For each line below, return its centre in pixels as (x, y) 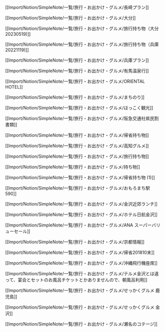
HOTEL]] (14, 87)
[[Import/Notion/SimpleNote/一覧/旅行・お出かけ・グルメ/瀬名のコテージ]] (82, 324)
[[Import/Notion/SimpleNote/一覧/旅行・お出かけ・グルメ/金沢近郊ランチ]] (82, 204)
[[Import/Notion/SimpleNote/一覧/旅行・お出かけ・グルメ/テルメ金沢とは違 (82, 274)
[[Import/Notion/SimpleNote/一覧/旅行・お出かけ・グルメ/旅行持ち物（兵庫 (82, 44)
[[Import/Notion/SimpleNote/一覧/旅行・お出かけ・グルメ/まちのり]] (75, 97)
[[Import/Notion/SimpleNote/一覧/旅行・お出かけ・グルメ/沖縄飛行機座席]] (82, 263)
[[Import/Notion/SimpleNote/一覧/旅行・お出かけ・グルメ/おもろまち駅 (78, 188)
